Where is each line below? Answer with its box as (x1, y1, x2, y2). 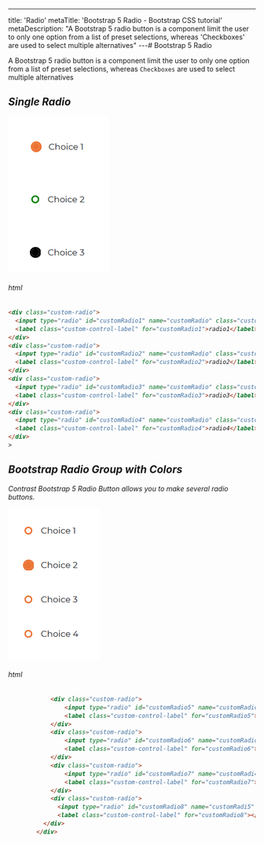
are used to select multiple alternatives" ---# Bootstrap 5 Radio (8, 41, 212, 50)
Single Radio (8, 95, 71, 109)
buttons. (8, 492, 35, 502)
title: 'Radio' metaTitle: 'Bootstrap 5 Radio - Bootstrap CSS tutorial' (8, 16, 222, 24)
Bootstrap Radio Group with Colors (8, 463, 183, 477)
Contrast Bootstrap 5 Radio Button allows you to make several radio (8, 484, 229, 493)
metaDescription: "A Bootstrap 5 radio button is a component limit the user (8, 24, 250, 33)
